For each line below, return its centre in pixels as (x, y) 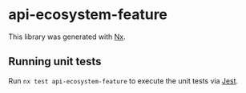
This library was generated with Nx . (67, 37)
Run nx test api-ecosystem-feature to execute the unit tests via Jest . (123, 80)
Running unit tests (55, 62)
